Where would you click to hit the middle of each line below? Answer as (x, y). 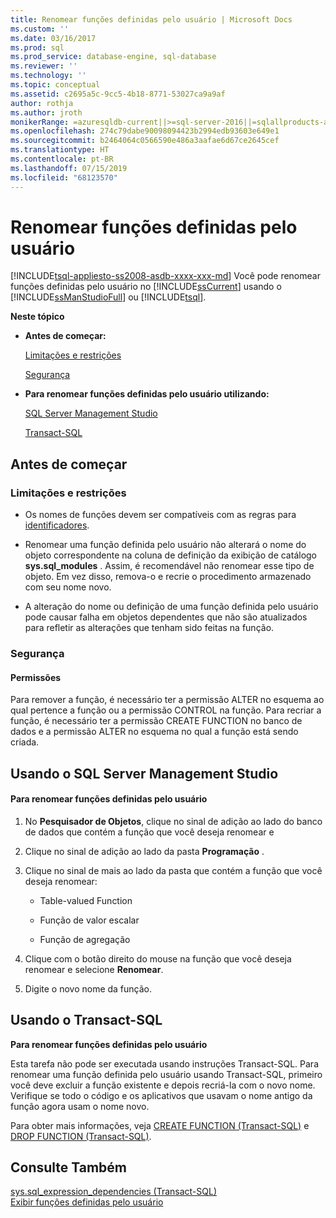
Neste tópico (37, 317)
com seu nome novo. (68, 587)
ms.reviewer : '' (44, 66)
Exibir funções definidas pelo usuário (87, 1202)
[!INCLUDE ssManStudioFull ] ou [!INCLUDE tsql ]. (108, 297)
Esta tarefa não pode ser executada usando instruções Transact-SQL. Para (165, 1063)
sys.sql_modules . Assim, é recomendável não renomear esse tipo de (169, 566)
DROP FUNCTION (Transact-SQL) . (81, 1136)
